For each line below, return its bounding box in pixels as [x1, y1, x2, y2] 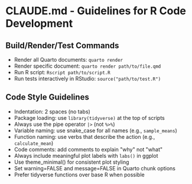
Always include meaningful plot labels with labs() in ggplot [14, 152, 158, 159]
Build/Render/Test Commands [5, 40, 119, 50]
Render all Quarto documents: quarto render [14, 56, 123, 63]
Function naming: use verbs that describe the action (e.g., [14, 133, 155, 140]
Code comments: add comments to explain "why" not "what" [14, 145, 163, 153]
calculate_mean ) [14, 139, 54, 147]
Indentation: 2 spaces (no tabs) [14, 108, 91, 115]
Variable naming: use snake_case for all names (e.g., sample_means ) [14, 126, 178, 134]
